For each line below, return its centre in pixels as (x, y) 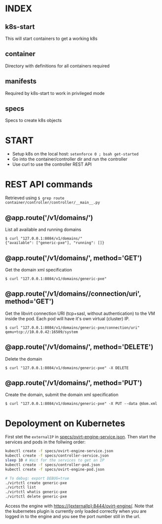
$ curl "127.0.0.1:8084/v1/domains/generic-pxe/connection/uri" (72, 328)
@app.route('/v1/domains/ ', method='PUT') (74, 383)
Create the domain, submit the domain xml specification (62, 395)
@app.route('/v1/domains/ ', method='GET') (74, 258)
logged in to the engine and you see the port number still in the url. (73, 517)
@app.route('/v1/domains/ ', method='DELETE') (79, 347)
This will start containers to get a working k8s (51, 38)
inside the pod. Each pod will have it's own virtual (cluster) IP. (67, 318)
